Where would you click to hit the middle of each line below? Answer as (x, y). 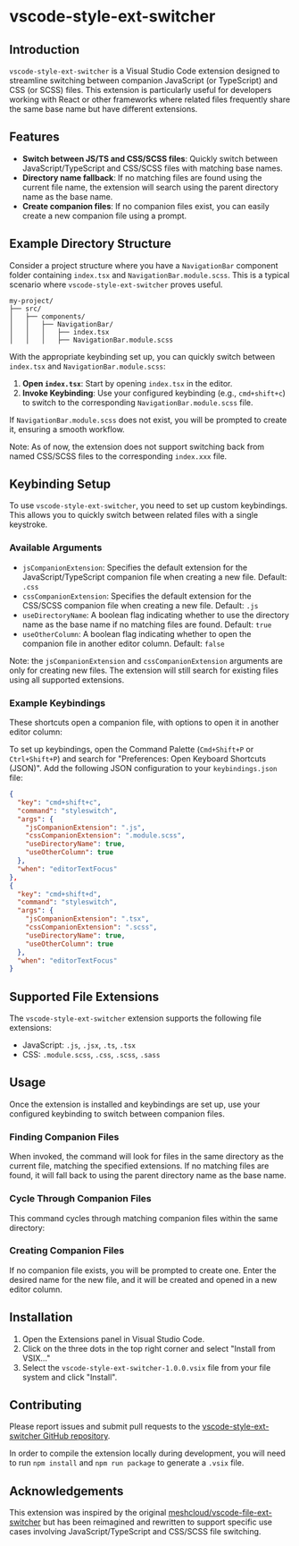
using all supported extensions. (67, 680)
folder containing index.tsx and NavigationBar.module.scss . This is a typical (149, 275)
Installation (41, 1317)
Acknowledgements (66, 1491)
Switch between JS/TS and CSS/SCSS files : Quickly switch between (150, 158)
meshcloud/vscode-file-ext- (220, 1513)
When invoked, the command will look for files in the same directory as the (146, 1157)
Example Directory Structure (91, 244)
